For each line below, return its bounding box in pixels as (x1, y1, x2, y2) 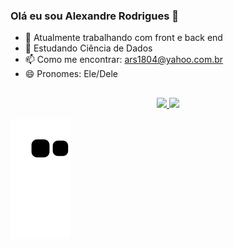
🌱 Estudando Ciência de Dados (24, 42, 153, 54)
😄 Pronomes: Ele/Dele (24, 68, 118, 80)
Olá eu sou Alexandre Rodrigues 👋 (10, 9, 179, 23)
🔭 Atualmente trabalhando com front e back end (24, 32, 223, 44)
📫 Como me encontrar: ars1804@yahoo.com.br (24, 54, 224, 66)
